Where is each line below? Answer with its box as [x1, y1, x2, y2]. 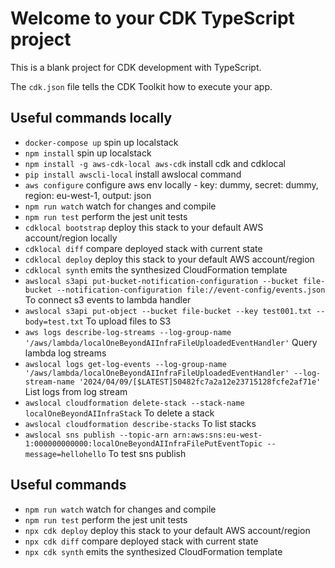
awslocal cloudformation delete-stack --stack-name [24, 398, 245, 408]
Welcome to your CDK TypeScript [10, 7, 295, 30]
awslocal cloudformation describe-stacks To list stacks [24, 417, 257, 429]
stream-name [24, 377, 75, 387]
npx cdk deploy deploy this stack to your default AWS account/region [24, 524, 311, 536]
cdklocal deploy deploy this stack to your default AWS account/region [24, 253, 315, 265]
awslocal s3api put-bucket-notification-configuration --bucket [24, 276, 299, 286]
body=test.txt [24, 317, 84, 327]
